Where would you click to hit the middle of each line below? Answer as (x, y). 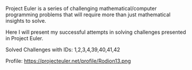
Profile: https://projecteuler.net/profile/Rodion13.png (68, 61)
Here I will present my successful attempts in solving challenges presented (96, 32)
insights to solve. (26, 21)
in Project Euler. (24, 38)
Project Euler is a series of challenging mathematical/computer (81, 8)
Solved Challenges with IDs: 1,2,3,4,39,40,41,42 (63, 50)
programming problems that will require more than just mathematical (88, 15)
